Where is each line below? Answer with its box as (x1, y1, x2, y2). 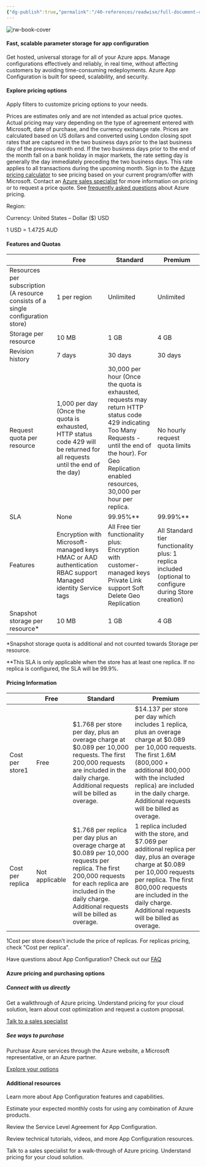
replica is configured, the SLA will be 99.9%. (6, 665, 119, 673)
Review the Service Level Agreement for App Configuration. (6, 1124, 158, 1131)
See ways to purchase (6, 1032, 64, 1039)
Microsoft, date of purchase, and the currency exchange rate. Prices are (6, 126, 189, 133)
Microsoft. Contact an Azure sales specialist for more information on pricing (6, 178, 198, 185)
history (9, 355, 29, 363)
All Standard (157, 526, 193, 535)
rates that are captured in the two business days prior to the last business (6, 138, 193, 146)
